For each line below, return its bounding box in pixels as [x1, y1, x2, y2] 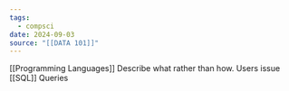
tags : [9, 13, 30, 23]
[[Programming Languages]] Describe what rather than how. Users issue [9, 63, 281, 74]
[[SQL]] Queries [9, 73, 69, 84]
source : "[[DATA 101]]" [9, 38, 100, 48]
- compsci [17, 22, 54, 31]
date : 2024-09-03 [9, 30, 75, 39]
